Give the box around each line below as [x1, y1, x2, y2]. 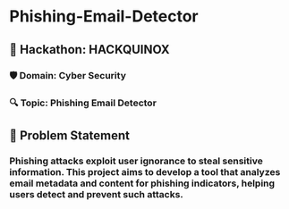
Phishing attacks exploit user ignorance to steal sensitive [9, 155, 264, 167]
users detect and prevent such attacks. [9, 188, 183, 200]
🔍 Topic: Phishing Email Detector [9, 96, 157, 109]
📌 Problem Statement [9, 128, 131, 143]
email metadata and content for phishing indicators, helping [9, 177, 276, 189]
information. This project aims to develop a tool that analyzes [9, 165, 281, 178]
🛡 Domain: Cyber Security [9, 69, 127, 81]
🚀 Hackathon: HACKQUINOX [9, 42, 170, 57]
